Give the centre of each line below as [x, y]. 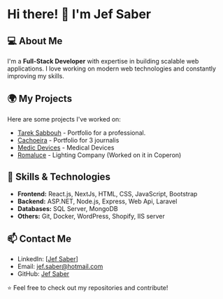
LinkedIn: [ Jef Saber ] [48, 259]
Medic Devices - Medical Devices [66, 147]
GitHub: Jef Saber [43, 274]
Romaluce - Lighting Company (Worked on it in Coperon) [99, 155]
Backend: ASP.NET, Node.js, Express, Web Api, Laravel [97, 201]
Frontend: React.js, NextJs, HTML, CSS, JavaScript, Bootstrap [107, 194]
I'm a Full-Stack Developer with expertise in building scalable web [103, 61]
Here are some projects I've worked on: [64, 119]
